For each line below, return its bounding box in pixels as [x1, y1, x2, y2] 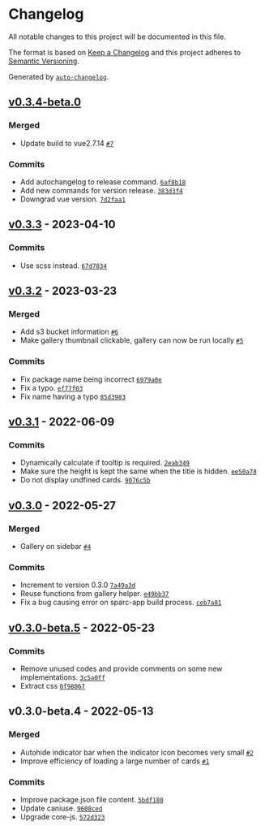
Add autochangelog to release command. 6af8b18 [19, 176, 186, 187]
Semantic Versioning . [8, 56, 79, 66]
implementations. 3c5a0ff [19, 672, 105, 682]
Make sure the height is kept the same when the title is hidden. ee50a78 [19, 466, 257, 476]
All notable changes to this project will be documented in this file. [8, 32, 227, 41]
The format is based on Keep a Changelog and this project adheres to [8, 47, 241, 57]
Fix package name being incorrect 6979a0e [19, 374, 162, 384]
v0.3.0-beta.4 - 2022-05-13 [8, 704, 154, 719]
